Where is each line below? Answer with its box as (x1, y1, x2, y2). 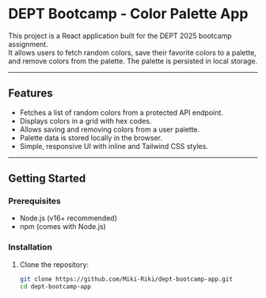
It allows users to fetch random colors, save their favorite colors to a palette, (8, 48, 257, 57)
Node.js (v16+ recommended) (19, 213, 117, 223)
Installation (8, 242, 53, 253)
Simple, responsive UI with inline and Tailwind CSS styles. (19, 141, 208, 151)
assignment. (8, 39, 49, 48)
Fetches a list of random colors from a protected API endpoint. (19, 108, 224, 117)
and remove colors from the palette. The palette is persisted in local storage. (8, 56, 258, 66)
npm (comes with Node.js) (19, 222, 107, 231)
